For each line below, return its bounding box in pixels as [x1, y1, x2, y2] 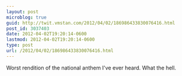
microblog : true [6, 14, 47, 20]
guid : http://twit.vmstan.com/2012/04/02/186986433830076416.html [6, 20, 175, 26]
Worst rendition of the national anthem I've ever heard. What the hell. [6, 64, 177, 71]
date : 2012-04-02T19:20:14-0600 [6, 31, 87, 37]
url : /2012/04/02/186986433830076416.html [6, 48, 114, 54]
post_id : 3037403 [6, 25, 50, 32]
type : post [6, 42, 34, 48]
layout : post [6, 8, 39, 15]
